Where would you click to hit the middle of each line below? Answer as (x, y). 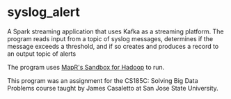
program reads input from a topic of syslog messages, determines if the (110, 38)
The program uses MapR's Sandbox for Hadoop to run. (86, 67)
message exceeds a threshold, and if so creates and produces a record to (113, 46)
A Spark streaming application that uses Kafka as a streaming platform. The (115, 31)
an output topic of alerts (42, 54)
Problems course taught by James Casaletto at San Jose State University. (113, 88)
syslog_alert (43, 12)
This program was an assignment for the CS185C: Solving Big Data (103, 80)
